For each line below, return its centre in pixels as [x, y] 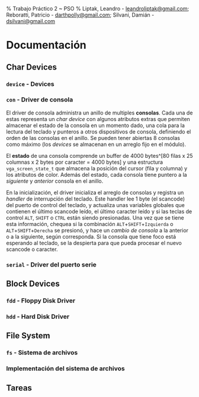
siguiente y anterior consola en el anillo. [55, 181]
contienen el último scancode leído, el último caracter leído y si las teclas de [99, 211]
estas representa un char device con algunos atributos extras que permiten [98, 119]
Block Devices [33, 284]
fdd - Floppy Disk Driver [41, 301]
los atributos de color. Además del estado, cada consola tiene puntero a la [97, 174]
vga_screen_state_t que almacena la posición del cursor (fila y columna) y [97, 168]
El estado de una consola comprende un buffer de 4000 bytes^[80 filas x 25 [99, 155]
